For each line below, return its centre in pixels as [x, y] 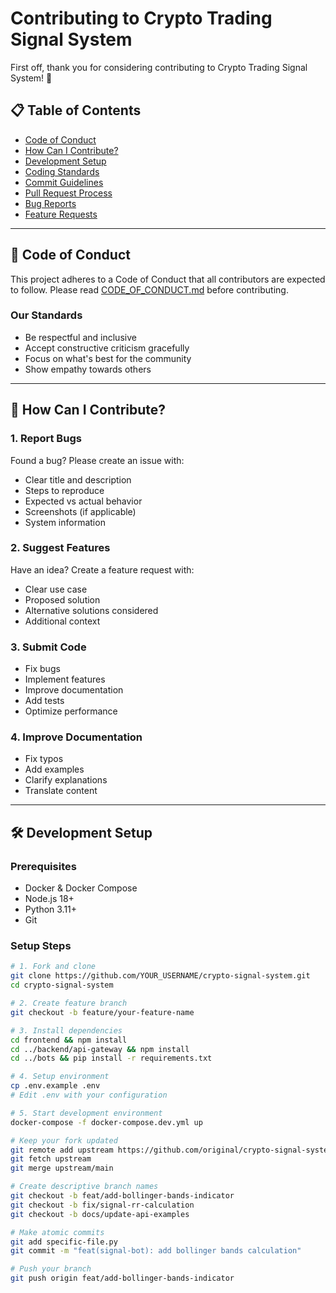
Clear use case [56, 589]
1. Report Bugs [46, 439]
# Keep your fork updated [64, 1140]
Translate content [61, 791]
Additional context [62, 621]
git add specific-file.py [64, 1242]
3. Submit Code [48, 647]
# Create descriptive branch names [84, 1187]
